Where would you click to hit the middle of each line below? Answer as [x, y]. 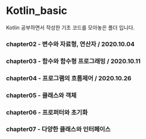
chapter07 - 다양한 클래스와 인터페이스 [58, 129]
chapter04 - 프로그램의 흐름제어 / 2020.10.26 [69, 78]
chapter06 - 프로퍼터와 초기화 [47, 112]
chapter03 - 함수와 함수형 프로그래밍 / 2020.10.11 [74, 61]
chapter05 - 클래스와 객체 [41, 95]
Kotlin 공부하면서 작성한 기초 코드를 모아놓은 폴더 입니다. [70, 27]
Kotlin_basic [37, 11]
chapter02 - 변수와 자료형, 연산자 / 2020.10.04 [70, 44]
